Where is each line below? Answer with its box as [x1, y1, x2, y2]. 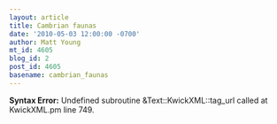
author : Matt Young [9, 37, 81, 47]
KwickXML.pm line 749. [9, 104, 95, 115]
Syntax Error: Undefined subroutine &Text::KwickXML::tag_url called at [9, 95, 268, 105]
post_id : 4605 [9, 63, 62, 72]
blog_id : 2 [9, 54, 50, 63]
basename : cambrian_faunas [9, 71, 109, 80]
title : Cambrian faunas [9, 21, 97, 30]
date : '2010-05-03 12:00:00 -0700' [9, 29, 141, 38]
